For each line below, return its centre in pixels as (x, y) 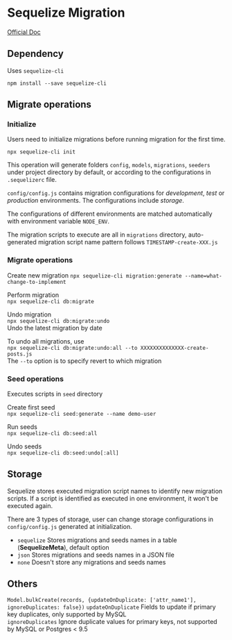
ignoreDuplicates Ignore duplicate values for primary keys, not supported (112, 621)
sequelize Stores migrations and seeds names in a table (97, 540)
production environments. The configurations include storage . (96, 201)
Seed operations (36, 378)
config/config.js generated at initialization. (70, 526)
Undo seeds (25, 446)
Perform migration (33, 295)
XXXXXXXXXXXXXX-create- (175, 348)
